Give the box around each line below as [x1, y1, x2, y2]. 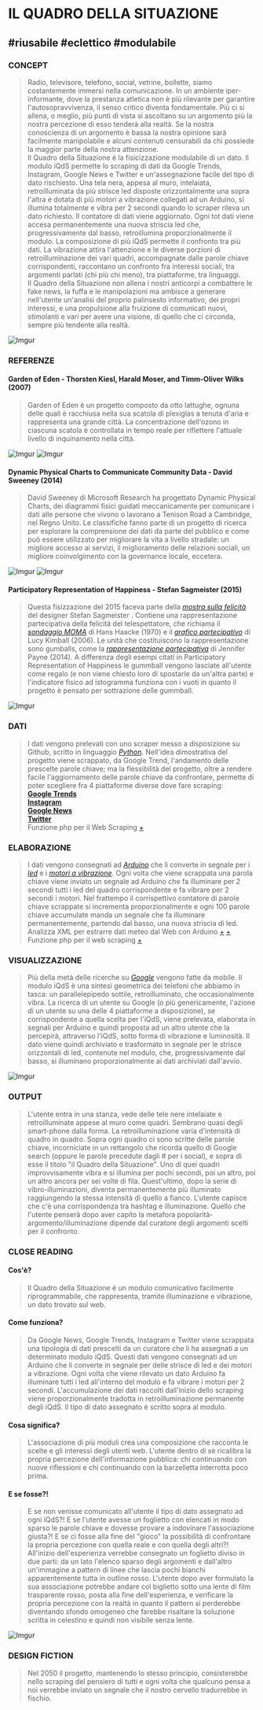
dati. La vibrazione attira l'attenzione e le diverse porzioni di [27, 245, 221, 254]
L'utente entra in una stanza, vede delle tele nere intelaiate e [27, 1109, 222, 1119]
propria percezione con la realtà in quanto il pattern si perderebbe [27, 1599, 241, 1608]
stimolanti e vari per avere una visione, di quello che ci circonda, [27, 312, 236, 321]
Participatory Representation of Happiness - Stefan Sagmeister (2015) [8, 584, 243, 594]
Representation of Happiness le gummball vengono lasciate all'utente [27, 661, 252, 670]
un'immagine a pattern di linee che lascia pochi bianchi [27, 1565, 206, 1575]
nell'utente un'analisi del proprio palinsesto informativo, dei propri [27, 294, 241, 304]
